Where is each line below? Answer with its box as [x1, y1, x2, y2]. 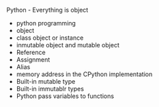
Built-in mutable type [16, 78, 76, 85]
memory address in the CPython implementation [16, 70, 153, 78]
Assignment [16, 56, 50, 64]
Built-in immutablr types [16, 85, 85, 93]
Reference [16, 48, 46, 56]
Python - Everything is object [6, 6, 89, 14]
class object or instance [16, 34, 84, 42]
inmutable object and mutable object [16, 41, 120, 49]
